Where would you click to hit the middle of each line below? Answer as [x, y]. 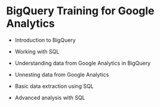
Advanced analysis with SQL [50, 97]
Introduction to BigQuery [45, 40]
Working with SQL [37, 51]
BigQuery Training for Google [80, 11]
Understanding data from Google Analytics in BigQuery [83, 63]
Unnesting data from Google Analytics [62, 74]
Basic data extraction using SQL [54, 86]
